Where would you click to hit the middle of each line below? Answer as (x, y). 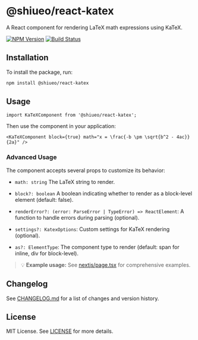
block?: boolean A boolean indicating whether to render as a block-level (103, 193)
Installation (27, 58)
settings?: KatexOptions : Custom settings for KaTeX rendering (92, 229)
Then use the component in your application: (61, 126)
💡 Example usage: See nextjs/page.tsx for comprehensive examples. (106, 265)
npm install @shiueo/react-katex (48, 83)
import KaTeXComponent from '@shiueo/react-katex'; (71, 115)
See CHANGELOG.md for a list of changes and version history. (83, 298)
